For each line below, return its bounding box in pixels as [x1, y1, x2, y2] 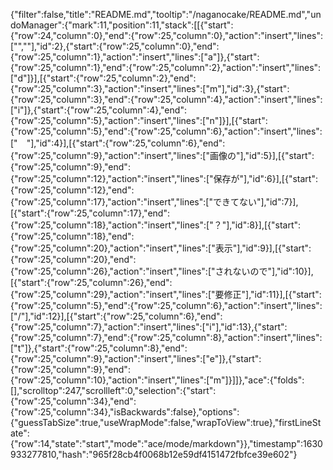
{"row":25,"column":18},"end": [10, 230, 135, 242]
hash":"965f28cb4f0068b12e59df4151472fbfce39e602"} [61, 449, 298, 460]
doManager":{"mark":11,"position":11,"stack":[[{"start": [10, 19, 234, 31]
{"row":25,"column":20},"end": [10, 254, 137, 265]
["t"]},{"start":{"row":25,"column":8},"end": [10, 342, 188, 354]
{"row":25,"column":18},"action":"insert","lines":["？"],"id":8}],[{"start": [10, 219, 302, 231]
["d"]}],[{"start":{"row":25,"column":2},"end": [10, 72, 197, 84]
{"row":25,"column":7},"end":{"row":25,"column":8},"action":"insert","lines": [10, 332, 323, 343]
